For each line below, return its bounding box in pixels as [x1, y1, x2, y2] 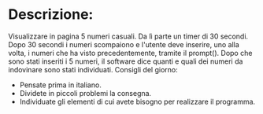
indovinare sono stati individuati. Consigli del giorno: [8, 64, 179, 74]
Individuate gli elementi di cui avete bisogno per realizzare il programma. [19, 97, 256, 106]
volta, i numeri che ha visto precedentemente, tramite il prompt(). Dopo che [8, 48, 253, 57]
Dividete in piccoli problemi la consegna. [19, 88, 152, 97]
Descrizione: [8, 6, 94, 24]
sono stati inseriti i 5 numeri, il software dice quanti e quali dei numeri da [8, 57, 243, 66]
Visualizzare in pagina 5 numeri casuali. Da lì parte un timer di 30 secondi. [8, 31, 249, 41]
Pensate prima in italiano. [19, 80, 102, 90]
